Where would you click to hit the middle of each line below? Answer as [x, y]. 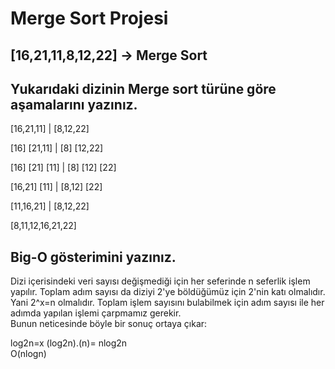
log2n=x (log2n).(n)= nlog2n [69, 343]
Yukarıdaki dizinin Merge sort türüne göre [143, 88]
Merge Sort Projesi [89, 18]
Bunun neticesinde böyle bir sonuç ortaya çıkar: [109, 324]
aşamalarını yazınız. [74, 104]
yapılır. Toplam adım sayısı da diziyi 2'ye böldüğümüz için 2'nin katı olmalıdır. [168, 292]
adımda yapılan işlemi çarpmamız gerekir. [96, 313]
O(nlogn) [28, 354]
